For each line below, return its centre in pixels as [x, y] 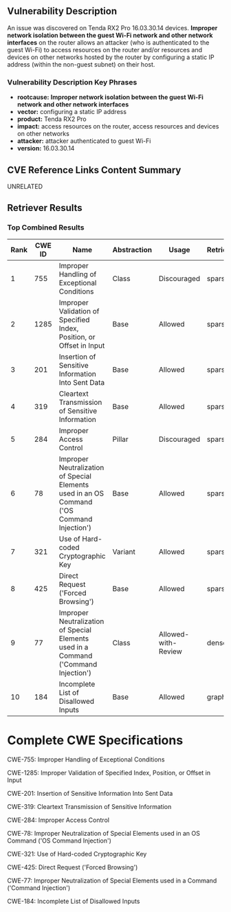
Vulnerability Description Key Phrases [72, 82]
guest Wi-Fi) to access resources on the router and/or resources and [105, 49]
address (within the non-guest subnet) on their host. [81, 64]
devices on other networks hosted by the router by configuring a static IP [111, 57]
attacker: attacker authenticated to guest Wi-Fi [84, 141]
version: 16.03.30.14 [46, 148]
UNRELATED [25, 186]
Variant [124, 551]
